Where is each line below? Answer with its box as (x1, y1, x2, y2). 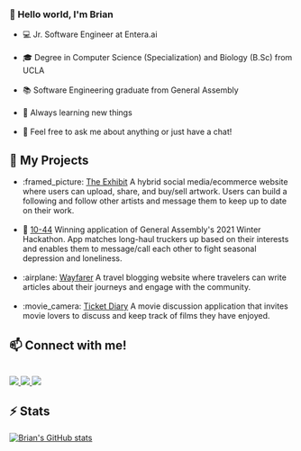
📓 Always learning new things (22, 107, 132, 118)
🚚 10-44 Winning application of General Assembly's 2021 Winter (22, 224, 261, 235)
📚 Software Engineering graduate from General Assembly (22, 85, 239, 95)
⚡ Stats (9, 404, 50, 419)
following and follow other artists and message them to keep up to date (22, 195, 287, 206)
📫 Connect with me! (9, 338, 127, 353)
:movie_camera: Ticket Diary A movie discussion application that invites (22, 301, 288, 311)
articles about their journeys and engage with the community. (22, 282, 251, 293)
